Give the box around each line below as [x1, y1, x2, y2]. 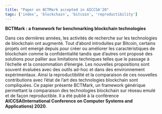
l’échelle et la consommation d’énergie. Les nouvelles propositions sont [5, 61, 150, 67]
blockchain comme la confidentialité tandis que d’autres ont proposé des [5, 50, 153, 57]
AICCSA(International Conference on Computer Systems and [5, 98, 133, 104]
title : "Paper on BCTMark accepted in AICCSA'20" [5, 7, 109, 12]
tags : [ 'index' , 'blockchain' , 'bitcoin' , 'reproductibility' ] [5, 12, 138, 17]
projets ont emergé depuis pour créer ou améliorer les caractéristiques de [5, 45, 155, 51]
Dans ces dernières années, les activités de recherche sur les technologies [5, 35, 158, 41]
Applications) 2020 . [5, 103, 47, 109]
